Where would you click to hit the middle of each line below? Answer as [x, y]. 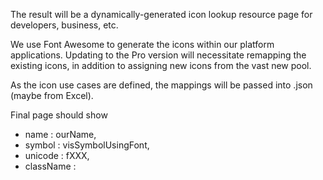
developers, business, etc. [64, 25]
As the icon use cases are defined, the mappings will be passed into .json [161, 85]
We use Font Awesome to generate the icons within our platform [142, 44]
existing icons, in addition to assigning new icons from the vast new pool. [161, 65]
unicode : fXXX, [57, 155]
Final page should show [59, 115]
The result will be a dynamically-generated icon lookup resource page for [161, 14]
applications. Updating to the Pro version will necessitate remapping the [158, 55]
